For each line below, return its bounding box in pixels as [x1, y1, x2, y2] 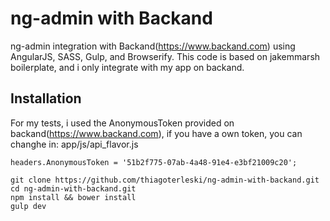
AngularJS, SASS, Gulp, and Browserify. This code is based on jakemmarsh [10, 50, 321, 62]
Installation [10, 90, 82, 107]
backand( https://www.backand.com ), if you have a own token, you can [10, 127, 303, 139]
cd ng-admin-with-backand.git [10, 183, 137, 194]
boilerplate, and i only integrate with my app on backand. [10, 61, 245, 73]
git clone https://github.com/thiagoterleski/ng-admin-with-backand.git [10, 175, 320, 185]
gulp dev [10, 201, 47, 211]
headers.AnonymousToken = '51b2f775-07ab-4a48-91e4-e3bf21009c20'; [10, 157, 298, 167]
